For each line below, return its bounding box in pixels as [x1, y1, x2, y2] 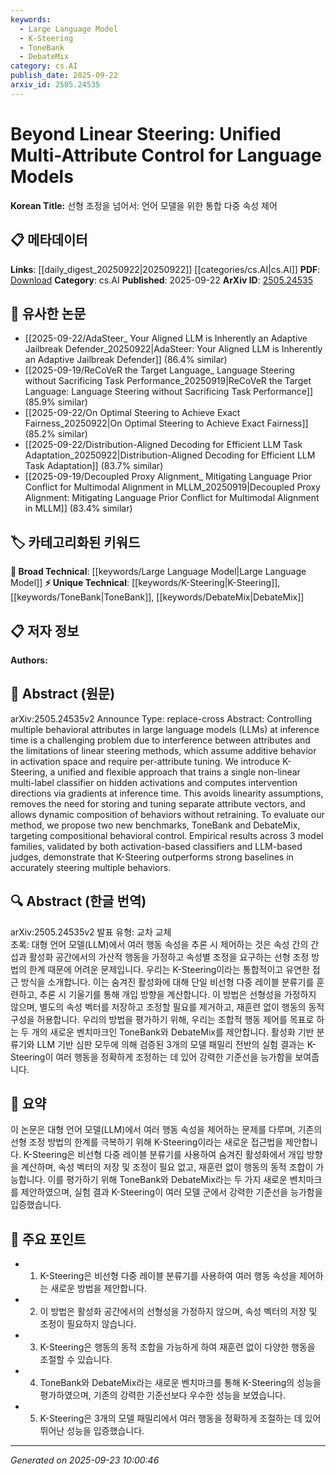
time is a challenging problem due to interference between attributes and [10, 734, 311, 746]
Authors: [10, 654, 48, 666]
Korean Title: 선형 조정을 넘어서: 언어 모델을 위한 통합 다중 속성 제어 [10, 199, 278, 211]
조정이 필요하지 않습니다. [39, 1318, 137, 1330]
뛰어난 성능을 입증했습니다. [39, 1425, 145, 1437]
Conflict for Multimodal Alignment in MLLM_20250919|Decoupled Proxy [24, 481, 321, 493]
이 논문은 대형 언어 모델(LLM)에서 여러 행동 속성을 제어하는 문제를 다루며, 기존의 [10, 1124, 323, 1136]
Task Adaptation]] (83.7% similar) [24, 460, 164, 472]
